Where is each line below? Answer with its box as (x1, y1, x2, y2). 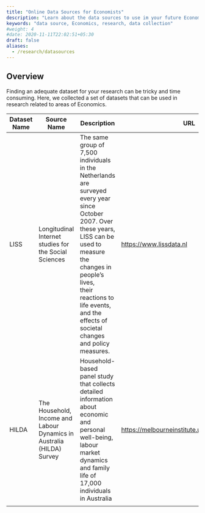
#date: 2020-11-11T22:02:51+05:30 (6, 32, 95, 38)
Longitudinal (38, 224, 74, 233)
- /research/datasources (12, 49, 75, 55)
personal (79, 425, 106, 434)
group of (79, 140, 105, 149)
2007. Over (79, 217, 113, 225)
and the (79, 308, 102, 317)
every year (79, 194, 111, 202)
